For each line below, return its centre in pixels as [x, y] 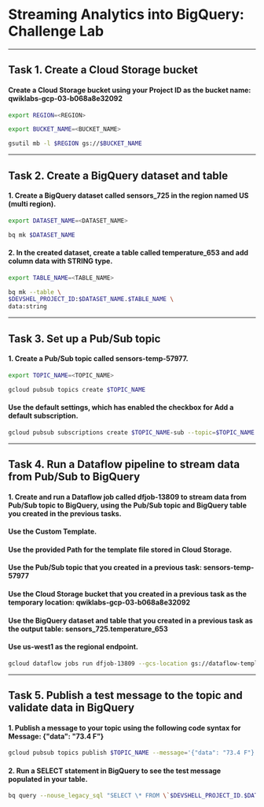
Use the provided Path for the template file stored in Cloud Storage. [120, 549]
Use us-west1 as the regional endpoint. [73, 647]
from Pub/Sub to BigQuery [74, 477]
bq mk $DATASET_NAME [42, 235]
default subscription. [43, 416]
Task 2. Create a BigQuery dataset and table [118, 175]
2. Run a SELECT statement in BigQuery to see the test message [115, 771]
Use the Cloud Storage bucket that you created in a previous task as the [128, 593]
